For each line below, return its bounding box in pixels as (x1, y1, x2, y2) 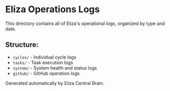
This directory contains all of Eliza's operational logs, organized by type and (5, 20, 165, 26)
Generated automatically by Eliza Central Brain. (5, 80, 105, 86)
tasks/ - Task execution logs (12, 59, 73, 66)
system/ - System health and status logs (12, 65, 97, 71)
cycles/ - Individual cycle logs (12, 54, 77, 60)
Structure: (5, 41, 39, 49)
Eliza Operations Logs (5, 4, 100, 15)
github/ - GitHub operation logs (12, 70, 80, 76)
